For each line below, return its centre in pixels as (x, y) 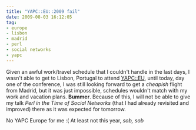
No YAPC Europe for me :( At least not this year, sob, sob (75, 120)
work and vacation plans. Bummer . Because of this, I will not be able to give (98, 97)
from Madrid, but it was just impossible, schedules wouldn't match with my (97, 90)
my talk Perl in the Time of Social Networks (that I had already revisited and (98, 102)
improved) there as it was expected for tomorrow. (66, 109)
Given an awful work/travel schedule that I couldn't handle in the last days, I (98, 71)
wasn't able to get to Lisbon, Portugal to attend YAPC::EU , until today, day (95, 78)
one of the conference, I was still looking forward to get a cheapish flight (94, 84)
